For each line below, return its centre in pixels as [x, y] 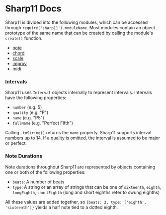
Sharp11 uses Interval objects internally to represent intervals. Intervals [79, 93]
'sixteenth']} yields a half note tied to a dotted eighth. [62, 207]
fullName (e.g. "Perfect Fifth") [43, 123]
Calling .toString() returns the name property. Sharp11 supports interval [78, 133]
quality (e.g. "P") [30, 112]
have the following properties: [36, 98]
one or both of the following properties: [45, 172]
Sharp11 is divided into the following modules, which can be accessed [77, 22]
